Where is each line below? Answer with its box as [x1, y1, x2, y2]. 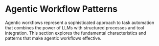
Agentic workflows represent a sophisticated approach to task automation [5, 20, 155, 25]
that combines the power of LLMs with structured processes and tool [5, 24, 144, 30]
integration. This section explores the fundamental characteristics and [5, 30, 146, 36]
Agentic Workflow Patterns [5, 3, 118, 15]
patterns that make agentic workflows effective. [5, 35, 102, 41]
